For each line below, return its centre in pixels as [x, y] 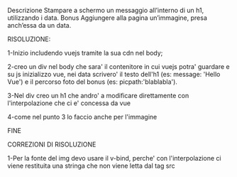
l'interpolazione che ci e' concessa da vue [69, 103]
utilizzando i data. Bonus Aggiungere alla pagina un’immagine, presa [108, 18]
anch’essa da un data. [39, 25]
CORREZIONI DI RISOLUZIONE [52, 144]
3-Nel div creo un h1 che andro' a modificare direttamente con [98, 96]
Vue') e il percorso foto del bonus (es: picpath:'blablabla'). [92, 82]
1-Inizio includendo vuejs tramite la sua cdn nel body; [85, 53]
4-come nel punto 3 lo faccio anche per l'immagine [82, 117]
